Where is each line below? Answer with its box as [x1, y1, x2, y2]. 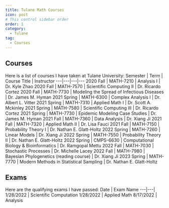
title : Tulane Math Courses [5, 7, 65, 13]
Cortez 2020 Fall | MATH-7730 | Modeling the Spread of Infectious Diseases [5, 89, 164, 95]
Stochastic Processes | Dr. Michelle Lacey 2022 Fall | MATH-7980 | [5, 148, 145, 154]
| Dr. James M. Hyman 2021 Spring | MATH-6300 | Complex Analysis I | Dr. [5, 94, 161, 100]
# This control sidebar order [5, 17, 69, 22]
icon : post [5, 12, 28, 17]
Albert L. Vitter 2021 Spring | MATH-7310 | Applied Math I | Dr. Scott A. [5, 99, 151, 105]
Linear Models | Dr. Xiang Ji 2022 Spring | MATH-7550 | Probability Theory [5, 132, 161, 138]
